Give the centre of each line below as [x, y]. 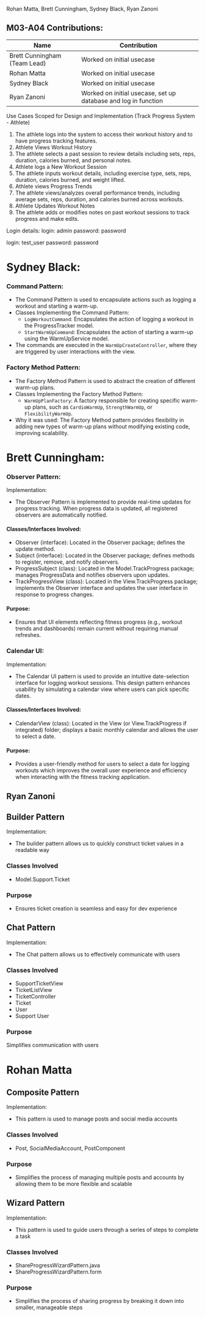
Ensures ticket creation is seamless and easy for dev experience [96, 908]
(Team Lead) [28, 63]
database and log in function [122, 100]
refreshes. [28, 635]
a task [23, 1236]
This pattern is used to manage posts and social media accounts [96, 1119]
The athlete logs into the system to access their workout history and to [104, 134]
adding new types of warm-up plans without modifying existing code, [103, 426]
